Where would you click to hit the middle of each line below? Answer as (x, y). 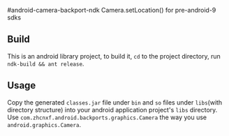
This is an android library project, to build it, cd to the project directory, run (114, 56)
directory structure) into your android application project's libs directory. (112, 109)
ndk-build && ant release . (46, 63)
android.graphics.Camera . (44, 124)
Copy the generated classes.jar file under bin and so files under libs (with (115, 102)
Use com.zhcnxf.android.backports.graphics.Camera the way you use (107, 117)
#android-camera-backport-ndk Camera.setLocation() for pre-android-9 (112, 10)
